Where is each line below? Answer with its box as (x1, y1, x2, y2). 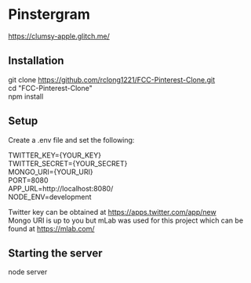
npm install (8, 92, 44, 101)
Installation (8, 54, 64, 67)
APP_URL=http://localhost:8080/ (8, 183, 114, 193)
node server (8, 267, 48, 277)
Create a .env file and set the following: (8, 135, 135, 144)
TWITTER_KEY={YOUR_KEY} (8, 151, 102, 160)
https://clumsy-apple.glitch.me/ (8, 31, 110, 41)
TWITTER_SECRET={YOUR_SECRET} (8, 158, 128, 168)
